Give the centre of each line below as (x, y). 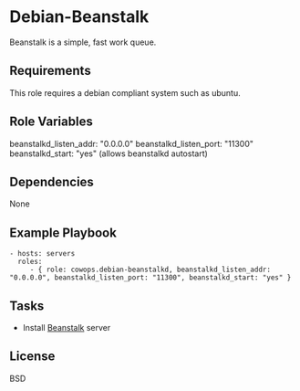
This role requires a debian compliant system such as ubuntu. (125, 92)
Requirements (50, 71)
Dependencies (52, 181)
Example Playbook (63, 232)
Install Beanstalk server (67, 328)
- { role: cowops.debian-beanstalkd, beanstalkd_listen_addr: (150, 270)
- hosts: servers (42, 254)
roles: (30, 262)
